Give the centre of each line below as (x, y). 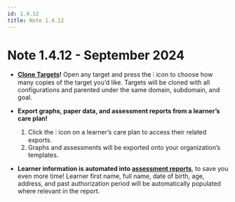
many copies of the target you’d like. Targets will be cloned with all (114, 82)
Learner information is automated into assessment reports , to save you (123, 169)
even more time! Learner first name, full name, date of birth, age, (111, 176)
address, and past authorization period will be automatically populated (119, 184)
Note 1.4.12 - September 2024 (96, 55)
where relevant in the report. (59, 191)
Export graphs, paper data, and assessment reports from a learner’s (119, 111)
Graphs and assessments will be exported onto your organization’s (124, 148)
